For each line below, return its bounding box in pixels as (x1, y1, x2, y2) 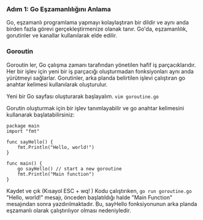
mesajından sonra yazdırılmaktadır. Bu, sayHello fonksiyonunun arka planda (6, 200, 197, 207)
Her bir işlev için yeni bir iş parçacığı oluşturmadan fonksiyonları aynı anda (6, 67, 194, 75)
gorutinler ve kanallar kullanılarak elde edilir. (6, 32, 118, 39)
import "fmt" (6, 128, 40, 134)
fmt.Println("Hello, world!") (17, 144, 95, 150)
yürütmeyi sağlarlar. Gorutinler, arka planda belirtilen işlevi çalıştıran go (6, 74, 186, 82)
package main (6, 123, 40, 129)
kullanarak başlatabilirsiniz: (6, 111, 75, 118)
